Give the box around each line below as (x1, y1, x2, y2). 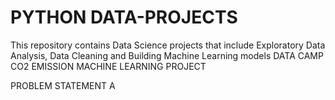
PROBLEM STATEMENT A (10, 79, 116, 91)
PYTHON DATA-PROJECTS (10, 6, 238, 29)
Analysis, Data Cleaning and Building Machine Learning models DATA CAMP (10, 49, 324, 61)
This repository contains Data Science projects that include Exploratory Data (10, 39, 326, 51)
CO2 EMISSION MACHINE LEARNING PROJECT (10, 60, 207, 72)
